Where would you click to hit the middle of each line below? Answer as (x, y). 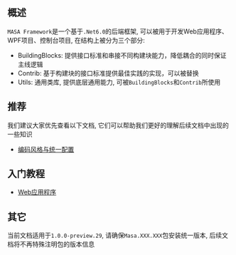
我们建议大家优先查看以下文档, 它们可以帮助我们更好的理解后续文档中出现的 (118, 125)
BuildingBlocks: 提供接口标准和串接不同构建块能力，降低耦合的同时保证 (122, 55)
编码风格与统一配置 (46, 149)
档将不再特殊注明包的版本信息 (51, 244)
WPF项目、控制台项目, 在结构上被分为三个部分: (76, 40)
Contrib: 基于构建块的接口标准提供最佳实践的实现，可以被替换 (108, 73)
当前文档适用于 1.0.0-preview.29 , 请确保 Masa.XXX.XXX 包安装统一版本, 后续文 (118, 235)
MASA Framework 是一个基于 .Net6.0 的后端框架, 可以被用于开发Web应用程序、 (118, 31)
